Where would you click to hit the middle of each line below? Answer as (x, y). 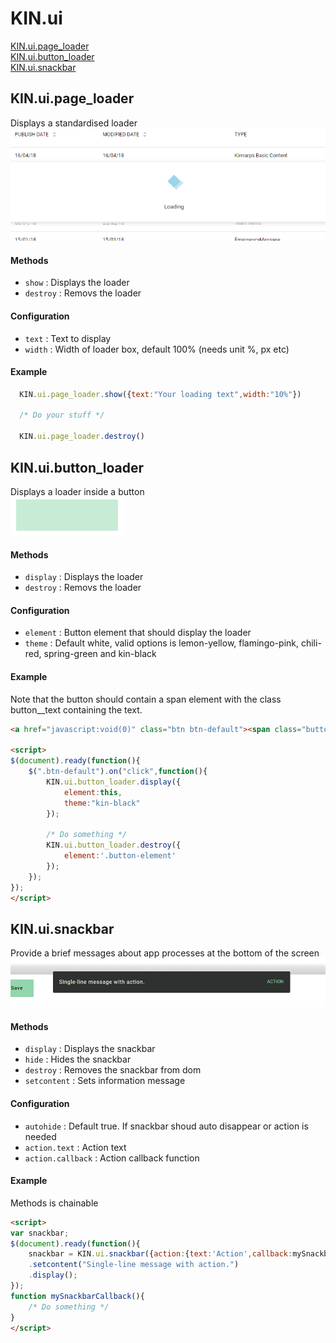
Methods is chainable (54, 1203)
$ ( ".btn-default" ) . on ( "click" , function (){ (118, 772)
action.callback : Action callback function (112, 1158)
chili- (311, 643)
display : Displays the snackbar (90, 1049)
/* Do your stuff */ (62, 415)
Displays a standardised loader (74, 123)
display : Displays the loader (84, 577)
